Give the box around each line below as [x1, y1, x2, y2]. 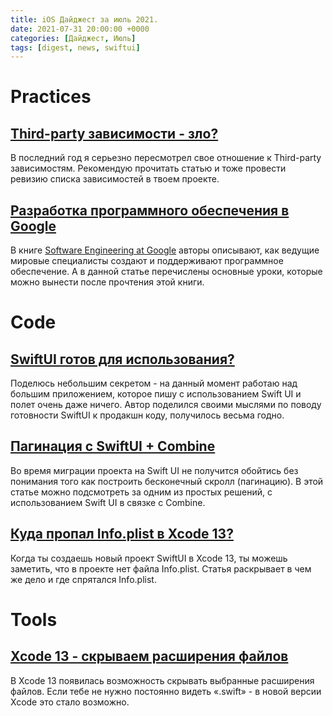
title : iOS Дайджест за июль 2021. [10, 14, 159, 25]
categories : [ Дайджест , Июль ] [10, 33, 137, 43]
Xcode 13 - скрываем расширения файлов [10, 648, 289, 665]
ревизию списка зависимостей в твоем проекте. [10, 173, 220, 185]
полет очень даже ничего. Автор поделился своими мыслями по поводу [10, 399, 322, 411]
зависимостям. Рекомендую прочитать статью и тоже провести [10, 162, 287, 175]
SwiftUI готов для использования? [10, 351, 235, 368]
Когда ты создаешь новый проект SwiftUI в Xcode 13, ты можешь [10, 552, 288, 564]
